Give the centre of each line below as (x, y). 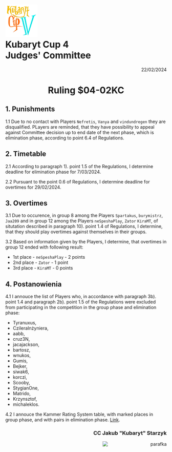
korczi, (20, 377)
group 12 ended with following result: (44, 247)
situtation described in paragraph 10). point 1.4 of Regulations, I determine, (84, 227)
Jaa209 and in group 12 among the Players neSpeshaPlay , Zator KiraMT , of (82, 221)
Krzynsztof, (25, 399)
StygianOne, (26, 388)
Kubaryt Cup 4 (37, 44)
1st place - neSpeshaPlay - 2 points (49, 257)
